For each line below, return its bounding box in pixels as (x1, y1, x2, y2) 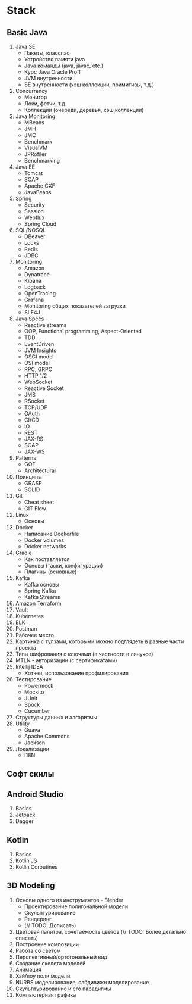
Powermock (24, 682, 54, 689)
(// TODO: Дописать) (24, 921, 76, 929)
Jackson (24, 739, 46, 746)
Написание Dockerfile (24, 531, 79, 537)
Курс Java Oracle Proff (24, 68, 81, 75)
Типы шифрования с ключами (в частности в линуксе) (15, 650, 153, 657)
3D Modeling (7, 881, 55, 891)
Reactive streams (24, 322, 67, 328)
